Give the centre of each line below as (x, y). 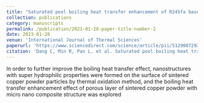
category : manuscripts (35, 23)
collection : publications (39, 18)
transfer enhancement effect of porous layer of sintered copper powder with (102, 88)
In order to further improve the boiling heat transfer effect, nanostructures (99, 68)
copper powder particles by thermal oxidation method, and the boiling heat (100, 81)
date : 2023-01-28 (28, 35)
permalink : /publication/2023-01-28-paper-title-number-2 (81, 29)
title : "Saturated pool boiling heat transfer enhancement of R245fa (96, 12)
